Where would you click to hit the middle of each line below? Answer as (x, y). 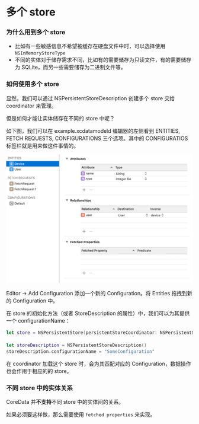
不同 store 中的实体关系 (39, 388)
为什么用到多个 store (36, 32)
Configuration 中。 (35, 301)
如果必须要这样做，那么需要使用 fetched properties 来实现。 (81, 415)
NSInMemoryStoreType (40, 53)
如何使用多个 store (33, 84)
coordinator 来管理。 (31, 106)
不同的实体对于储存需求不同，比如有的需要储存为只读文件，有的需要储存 (103, 60)
